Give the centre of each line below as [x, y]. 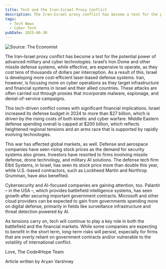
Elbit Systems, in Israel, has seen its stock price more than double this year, [82, 165]
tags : [11, 19]
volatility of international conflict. [39, 242]
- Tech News [22, 24]
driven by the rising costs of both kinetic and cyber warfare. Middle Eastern [82, 119]
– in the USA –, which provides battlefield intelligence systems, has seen [79, 190]
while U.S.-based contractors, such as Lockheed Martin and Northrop [76, 170]
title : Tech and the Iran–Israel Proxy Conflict [56, 10]
